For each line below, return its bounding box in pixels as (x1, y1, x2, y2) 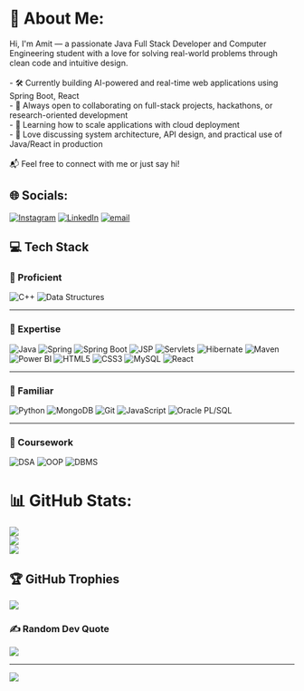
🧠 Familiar (9, 384, 54, 397)
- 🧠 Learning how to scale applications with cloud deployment (9, 119, 240, 130)
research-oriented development (9, 109, 128, 121)
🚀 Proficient (9, 271, 62, 284)
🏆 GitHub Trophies (9, 571, 120, 587)
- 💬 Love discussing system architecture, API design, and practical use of (9, 129, 283, 140)
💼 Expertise (9, 323, 62, 336)
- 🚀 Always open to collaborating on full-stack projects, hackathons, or (9, 100, 273, 111)
